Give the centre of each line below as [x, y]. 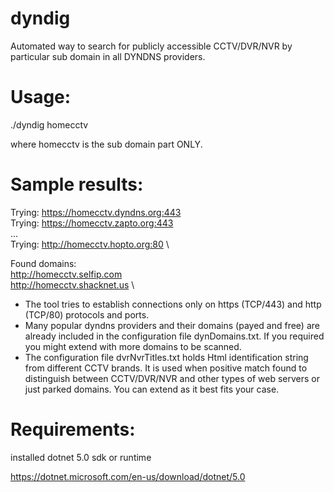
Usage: [41, 97]
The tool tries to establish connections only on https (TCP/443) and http [173, 304]
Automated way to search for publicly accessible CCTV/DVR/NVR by [151, 46]
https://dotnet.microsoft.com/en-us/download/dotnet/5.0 [128, 476]
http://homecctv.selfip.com [66, 274]
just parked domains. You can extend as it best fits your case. [152, 389]
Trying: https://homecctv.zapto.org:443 [92, 223]
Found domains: [43, 263]
